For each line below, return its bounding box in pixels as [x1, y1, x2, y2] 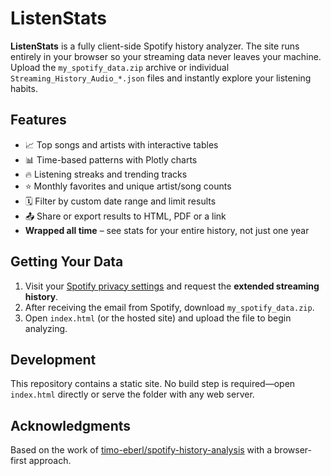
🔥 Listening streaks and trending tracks [24, 168, 188, 180]
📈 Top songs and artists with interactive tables [24, 138, 219, 151]
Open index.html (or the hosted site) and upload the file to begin [24, 312, 292, 324]
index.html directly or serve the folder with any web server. [10, 388, 255, 401]
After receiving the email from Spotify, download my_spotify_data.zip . [24, 301, 315, 313]
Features [10, 112, 67, 129]
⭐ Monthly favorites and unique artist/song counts [24, 180, 232, 192]
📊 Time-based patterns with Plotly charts [24, 153, 198, 166]
